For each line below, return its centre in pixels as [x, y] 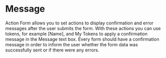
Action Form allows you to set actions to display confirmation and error [79, 23]
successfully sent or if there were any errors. [52, 50]
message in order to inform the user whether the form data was [72, 44]
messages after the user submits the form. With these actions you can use [83, 28]
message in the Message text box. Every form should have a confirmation [82, 39]
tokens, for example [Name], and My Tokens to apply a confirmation [77, 34]
